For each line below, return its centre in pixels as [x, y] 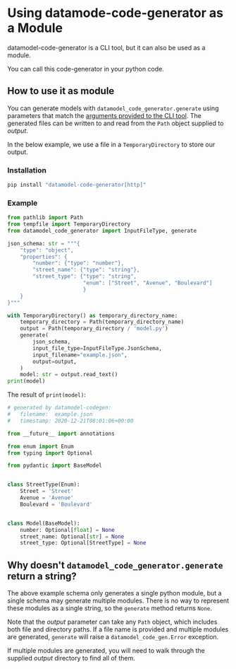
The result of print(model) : [46, 395]
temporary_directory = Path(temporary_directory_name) [102, 322]
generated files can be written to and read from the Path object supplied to [116, 123]
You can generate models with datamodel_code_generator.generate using [113, 108]
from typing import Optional [50, 453]
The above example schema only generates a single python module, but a [114, 593]
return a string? [42, 576]
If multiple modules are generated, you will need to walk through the [106, 651]
